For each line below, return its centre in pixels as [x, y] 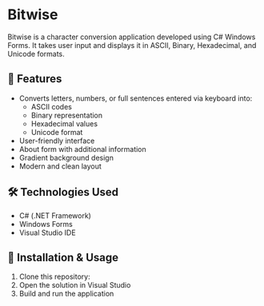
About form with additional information [83, 149]
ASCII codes [52, 106]
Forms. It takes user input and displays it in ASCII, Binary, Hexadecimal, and [132, 45]
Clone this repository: [54, 276]
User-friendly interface [57, 141]
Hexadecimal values [64, 123]
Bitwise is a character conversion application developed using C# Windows [132, 37]
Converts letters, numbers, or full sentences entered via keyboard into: [136, 98]
